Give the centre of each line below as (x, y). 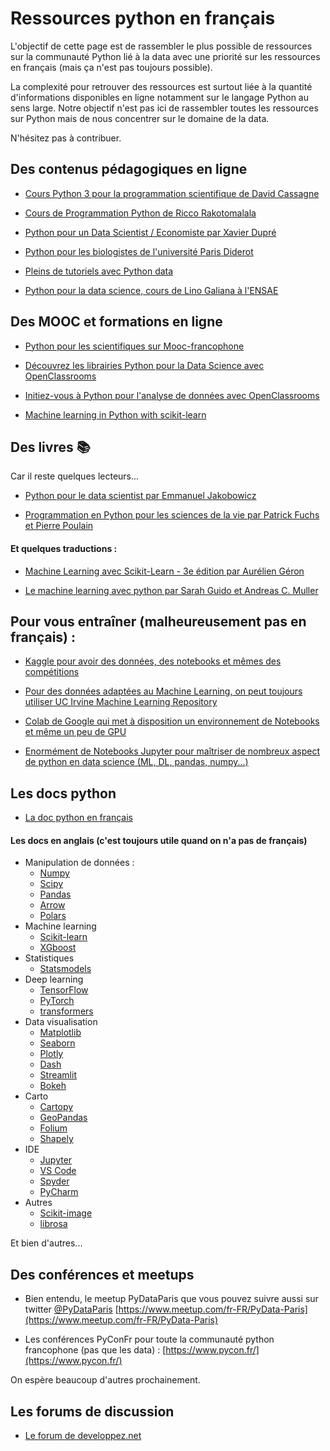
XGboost (58, 948)
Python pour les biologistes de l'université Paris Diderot (139, 251)
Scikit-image (66, 1213)
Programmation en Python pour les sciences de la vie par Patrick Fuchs (172, 515)
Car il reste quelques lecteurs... (75, 476)
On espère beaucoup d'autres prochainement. (105, 1380)
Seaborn (57, 1043)
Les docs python (63, 793)
